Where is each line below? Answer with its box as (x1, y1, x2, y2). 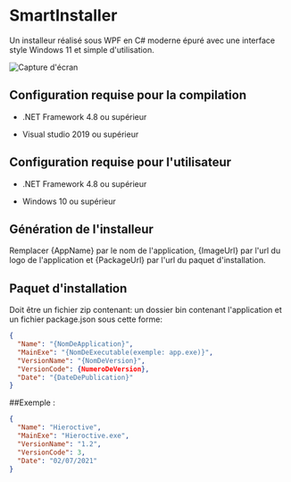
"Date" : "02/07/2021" (17, 456, 98, 465)
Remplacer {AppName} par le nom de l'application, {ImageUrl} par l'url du (9, 245, 281, 256)
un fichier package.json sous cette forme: (9, 314, 163, 325)
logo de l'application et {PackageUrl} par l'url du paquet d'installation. (9, 255, 266, 266)
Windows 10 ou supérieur (21, 196, 116, 207)
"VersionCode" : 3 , (17, 448, 87, 457)
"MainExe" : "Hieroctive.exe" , (17, 431, 129, 441)
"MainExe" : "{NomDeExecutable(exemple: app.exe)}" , (17, 348, 214, 357)
